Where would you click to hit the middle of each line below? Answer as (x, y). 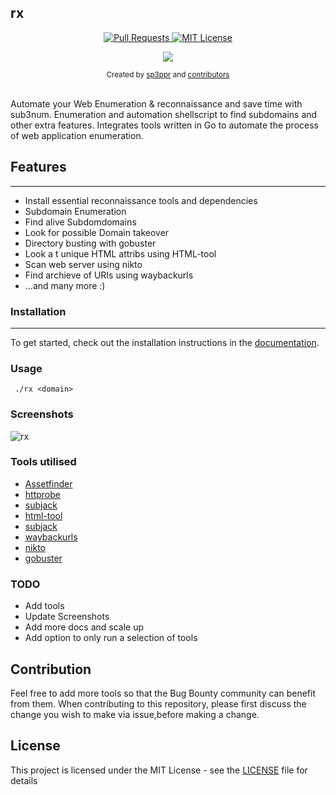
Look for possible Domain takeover (97, 232)
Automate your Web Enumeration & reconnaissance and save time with (156, 103)
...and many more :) (65, 285)
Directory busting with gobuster (90, 243)
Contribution (51, 669)
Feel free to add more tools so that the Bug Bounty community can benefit (163, 693)
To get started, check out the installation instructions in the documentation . (165, 342)
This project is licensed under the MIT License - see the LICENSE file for (159, 770)
